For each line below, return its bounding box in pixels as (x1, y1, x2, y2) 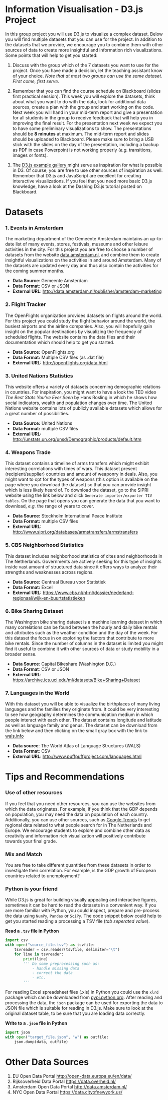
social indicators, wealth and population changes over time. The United (5, 400, 152, 406)
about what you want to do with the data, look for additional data (12, 98, 146, 104)
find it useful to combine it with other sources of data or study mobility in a (5, 645, 159, 652)
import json (5, 1030, 30, 1035)
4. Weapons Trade (5, 448, 51, 456)
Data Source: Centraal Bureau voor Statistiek (12, 578, 106, 585)
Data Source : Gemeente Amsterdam (12, 278, 88, 284)
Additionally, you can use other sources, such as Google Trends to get (5, 816, 150, 822)
